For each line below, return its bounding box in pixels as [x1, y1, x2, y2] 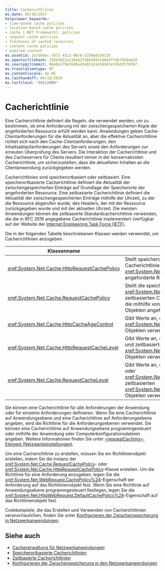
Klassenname [47, 247, 81, 254]
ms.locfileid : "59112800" [5, 80, 58, 85]
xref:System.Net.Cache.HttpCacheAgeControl [7, 321, 114, 327]
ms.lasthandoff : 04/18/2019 [5, 76, 63, 81]
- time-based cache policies [5, 21, 65, 26]
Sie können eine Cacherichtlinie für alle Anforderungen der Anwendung [5, 405, 150, 410]
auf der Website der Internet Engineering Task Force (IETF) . [5, 221, 126, 227]
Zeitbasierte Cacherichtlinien [12, 555, 71, 561]
